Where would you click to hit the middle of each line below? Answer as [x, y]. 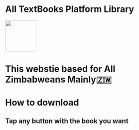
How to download [42, 103]
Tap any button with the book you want [67, 121]
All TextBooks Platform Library [70, 9]
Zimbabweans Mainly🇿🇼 [59, 79]
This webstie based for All [60, 69]
